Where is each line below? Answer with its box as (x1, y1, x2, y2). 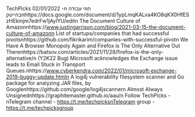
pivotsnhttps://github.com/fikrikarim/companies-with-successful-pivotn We (6, 36, 189, 43)
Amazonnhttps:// (6, 23, 47, 30)
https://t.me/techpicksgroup (6, 105, 74, 111)
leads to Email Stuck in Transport (6, 61, 86, 68)
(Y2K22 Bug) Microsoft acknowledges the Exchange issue (37, 55, 178, 61)
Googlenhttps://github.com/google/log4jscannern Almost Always (6, 86, 163, 92)
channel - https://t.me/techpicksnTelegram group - (32, 98, 155, 105)
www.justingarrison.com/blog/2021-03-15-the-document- (46, 23, 186, 30)
